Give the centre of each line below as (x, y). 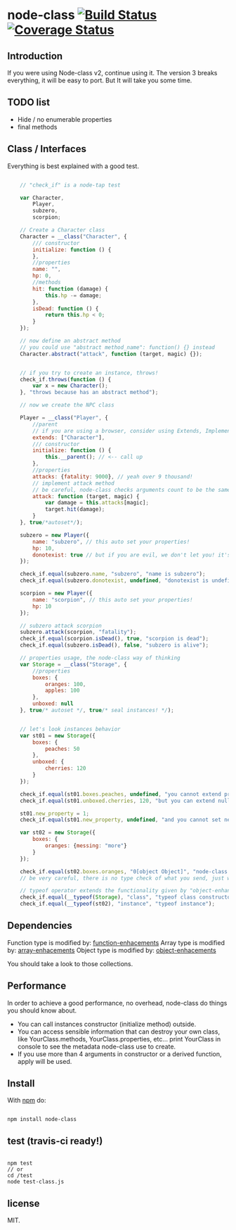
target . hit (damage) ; (75, 509)
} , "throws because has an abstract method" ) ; (89, 393)
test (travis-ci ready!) (55, 1141)
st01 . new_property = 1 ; (55, 813)
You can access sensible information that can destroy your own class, (118, 1032)
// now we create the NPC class (67, 405)
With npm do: (27, 1101)
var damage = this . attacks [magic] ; (97, 503)
